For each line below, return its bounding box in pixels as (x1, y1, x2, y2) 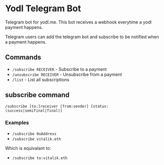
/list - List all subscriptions (12, 76, 70, 82)
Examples (5, 119, 29, 126)
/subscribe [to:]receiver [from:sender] (5, 104, 89, 109)
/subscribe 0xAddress (12, 131, 56, 136)
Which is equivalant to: (5, 145, 52, 151)
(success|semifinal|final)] (5, 108, 63, 113)
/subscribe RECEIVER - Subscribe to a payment (12, 66, 107, 72)
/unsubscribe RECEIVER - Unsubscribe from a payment (12, 71, 122, 77)
